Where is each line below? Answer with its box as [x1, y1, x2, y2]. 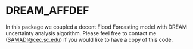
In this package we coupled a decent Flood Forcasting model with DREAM [5, 23, 187, 30]
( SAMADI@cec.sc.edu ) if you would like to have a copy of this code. [5, 36, 173, 43]
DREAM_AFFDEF [5, 4, 89, 17]
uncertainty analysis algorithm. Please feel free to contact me [5, 29, 157, 36]
